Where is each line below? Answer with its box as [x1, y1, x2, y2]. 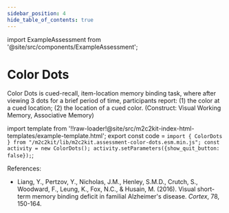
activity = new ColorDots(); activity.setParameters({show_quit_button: [7, 145, 220, 152]
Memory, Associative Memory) [7, 111, 94, 120]
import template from [7, 124, 67, 133]
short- [197, 185, 215, 193]
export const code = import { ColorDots [107, 132, 223, 140]
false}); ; [7, 151, 34, 159]
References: [7, 164, 41, 172]
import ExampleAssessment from [7, 35, 101, 43]
